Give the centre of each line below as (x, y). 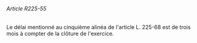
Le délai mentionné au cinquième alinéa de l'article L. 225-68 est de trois (99, 27)
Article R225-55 (26, 8)
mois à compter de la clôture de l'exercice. (60, 34)
